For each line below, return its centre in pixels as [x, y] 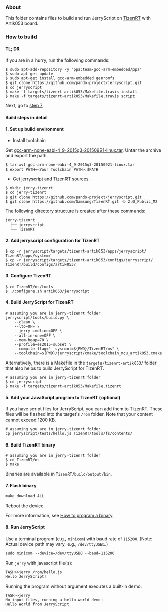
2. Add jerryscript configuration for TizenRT [53, 240]
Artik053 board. [22, 23]
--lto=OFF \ [27, 326]
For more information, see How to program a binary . [60, 516]
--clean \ [25, 322]
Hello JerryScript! [26, 576]
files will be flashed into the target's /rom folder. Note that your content [79, 414]
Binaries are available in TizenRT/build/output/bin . [59, 474]
